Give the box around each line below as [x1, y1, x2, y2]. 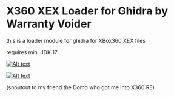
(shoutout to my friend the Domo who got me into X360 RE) [6, 83, 155, 91]
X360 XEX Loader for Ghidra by [6, 4, 169, 18]
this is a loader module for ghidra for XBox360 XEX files [6, 37, 146, 44]
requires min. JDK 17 [6, 48, 58, 55]
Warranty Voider [6, 17, 92, 31]
